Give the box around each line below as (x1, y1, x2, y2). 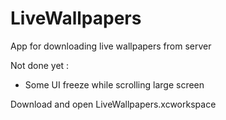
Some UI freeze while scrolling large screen (24, 78, 205, 91)
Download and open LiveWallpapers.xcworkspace (10, 98, 217, 110)
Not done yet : (10, 59, 70, 71)
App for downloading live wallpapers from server (10, 40, 212, 52)
